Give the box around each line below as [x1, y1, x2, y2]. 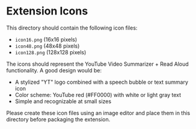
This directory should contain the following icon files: [6, 24, 138, 31]
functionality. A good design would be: [6, 66, 102, 74]
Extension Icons [6, 4, 88, 18]
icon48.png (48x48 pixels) [14, 42, 80, 49]
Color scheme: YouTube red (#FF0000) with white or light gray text [14, 91, 182, 98]
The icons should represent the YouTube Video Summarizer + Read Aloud [6, 60, 189, 68]
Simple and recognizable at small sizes [14, 98, 112, 105]
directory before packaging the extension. [6, 116, 111, 123]
